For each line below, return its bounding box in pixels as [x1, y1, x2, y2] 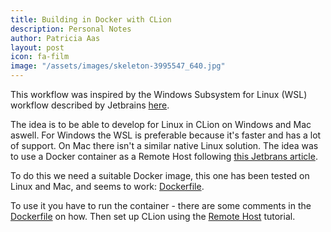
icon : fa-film [10, 52, 70, 62]
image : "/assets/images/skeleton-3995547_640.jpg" [10, 61, 226, 71]
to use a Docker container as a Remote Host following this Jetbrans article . [10, 151, 318, 162]
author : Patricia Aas [10, 33, 101, 43]
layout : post [10, 42, 65, 53]
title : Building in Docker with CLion [10, 14, 172, 25]
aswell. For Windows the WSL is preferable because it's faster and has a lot [10, 129, 322, 141]
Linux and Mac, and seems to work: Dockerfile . [10, 181, 205, 192]
